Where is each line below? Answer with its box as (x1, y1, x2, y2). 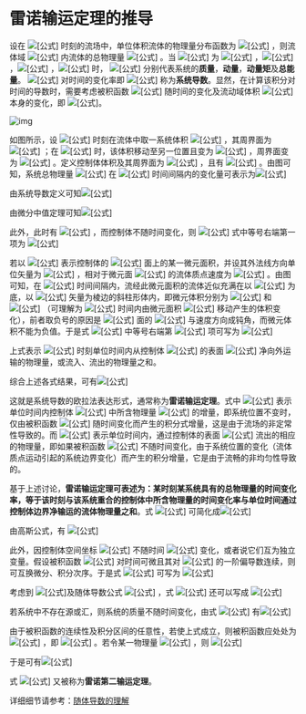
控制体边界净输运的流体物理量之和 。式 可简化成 (9, 505, 221, 516)
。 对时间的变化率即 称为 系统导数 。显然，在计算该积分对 (17, 74, 296, 85)
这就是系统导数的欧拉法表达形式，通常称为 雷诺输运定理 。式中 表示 (9, 395, 293, 406)
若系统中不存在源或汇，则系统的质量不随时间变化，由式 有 (9, 605, 261, 616)
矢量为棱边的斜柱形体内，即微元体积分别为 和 (68, 291, 272, 302)
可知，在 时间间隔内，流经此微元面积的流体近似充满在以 (9, 280, 253, 291)
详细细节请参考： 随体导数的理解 (9, 695, 129, 706)
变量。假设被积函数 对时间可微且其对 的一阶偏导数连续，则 (9, 555, 296, 566)
